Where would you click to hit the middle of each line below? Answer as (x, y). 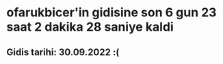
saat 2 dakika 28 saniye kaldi (90, 27)
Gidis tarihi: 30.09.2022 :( (63, 52)
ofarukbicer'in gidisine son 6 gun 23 (112, 13)
